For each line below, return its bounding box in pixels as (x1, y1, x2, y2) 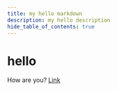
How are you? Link (7, 76, 61, 84)
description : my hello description (7, 17, 111, 24)
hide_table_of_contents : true (7, 23, 95, 30)
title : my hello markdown (7, 10, 82, 17)
